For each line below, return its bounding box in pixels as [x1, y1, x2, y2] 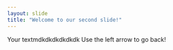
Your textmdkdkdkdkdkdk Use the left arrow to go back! [7, 35, 166, 43]
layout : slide [7, 10, 48, 17]
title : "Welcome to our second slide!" [7, 16, 122, 23]
